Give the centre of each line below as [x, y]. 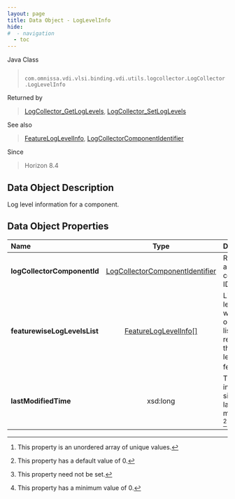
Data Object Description [60, 187]
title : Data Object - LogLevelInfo [59, 20]
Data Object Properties [58, 226]
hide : [15, 27]
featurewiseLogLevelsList [55, 331]
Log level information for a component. [63, 204]
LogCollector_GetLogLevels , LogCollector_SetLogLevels [105, 111]
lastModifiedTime [41, 401]
